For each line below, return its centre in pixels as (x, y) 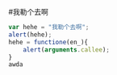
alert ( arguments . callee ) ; (67, 50)
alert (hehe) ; (30, 35)
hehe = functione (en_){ (48, 42)
